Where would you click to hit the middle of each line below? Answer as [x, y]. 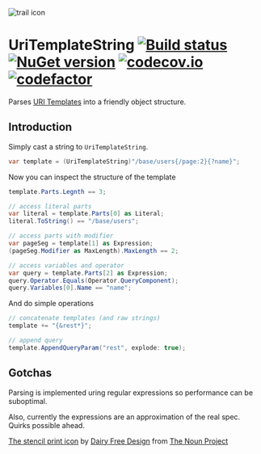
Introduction [40, 127]
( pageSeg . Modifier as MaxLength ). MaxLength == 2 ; [94, 250]
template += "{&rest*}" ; [50, 326]
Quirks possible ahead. [46, 425]
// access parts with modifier [61, 236]
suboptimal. [28, 401]
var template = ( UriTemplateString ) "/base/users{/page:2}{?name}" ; [124, 162]
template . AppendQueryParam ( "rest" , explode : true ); [97, 347]
